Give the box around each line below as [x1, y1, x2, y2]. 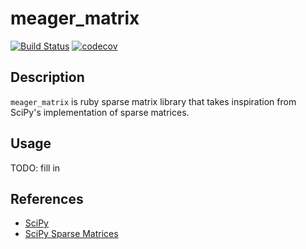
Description [10, 69, 85, 86]
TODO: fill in [10, 162, 61, 174]
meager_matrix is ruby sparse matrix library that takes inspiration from [10, 95, 297, 107]
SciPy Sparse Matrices [24, 228, 119, 240]
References [10, 190, 84, 207]
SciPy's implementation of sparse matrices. [10, 106, 190, 118]
